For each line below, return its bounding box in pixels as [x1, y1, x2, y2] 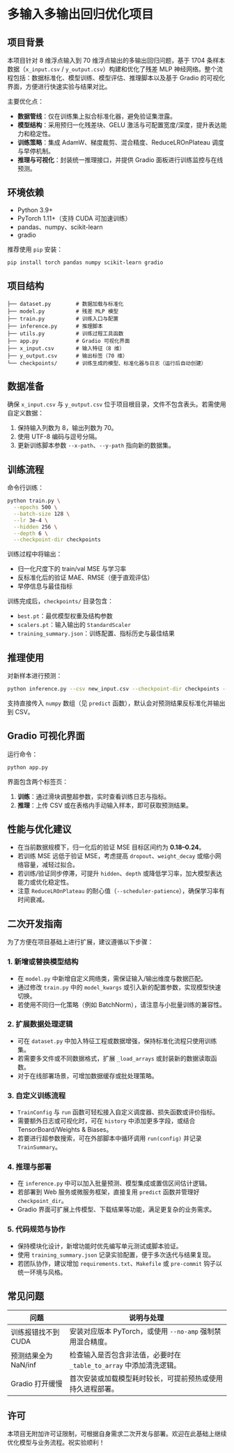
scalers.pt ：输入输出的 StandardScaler [17, 621, 131, 629]
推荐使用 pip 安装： [7, 245, 63, 253]
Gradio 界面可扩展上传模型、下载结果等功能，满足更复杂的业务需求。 [17, 1205, 216, 1214]
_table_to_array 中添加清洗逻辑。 [69, 1360, 181, 1370]
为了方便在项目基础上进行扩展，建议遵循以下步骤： [7, 938, 154, 946]
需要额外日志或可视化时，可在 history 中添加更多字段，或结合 [17, 1116, 196, 1125]
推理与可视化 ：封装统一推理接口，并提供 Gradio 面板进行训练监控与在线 [17, 156, 224, 164]
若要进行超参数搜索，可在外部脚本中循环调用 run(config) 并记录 [17, 1134, 202, 1142]
